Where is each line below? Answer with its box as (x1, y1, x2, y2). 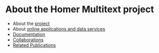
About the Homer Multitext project (5, 4, 154, 15)
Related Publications (12, 42, 56, 48)
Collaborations (12, 37, 44, 43)
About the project (12, 20, 50, 26)
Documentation (12, 31, 46, 37)
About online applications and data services (12, 25, 106, 32)
